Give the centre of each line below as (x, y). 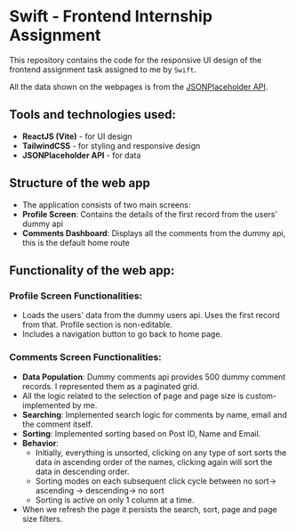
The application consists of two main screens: (106, 204)
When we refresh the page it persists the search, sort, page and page (149, 509)
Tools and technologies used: (92, 114)
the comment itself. (57, 424)
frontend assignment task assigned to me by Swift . (103, 69)
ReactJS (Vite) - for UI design (77, 136)
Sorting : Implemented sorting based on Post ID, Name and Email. (141, 433)
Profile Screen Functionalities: (76, 296)
